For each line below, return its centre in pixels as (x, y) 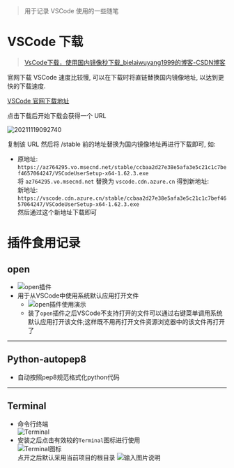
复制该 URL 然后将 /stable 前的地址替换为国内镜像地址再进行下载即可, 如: (111, 144)
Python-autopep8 (47, 359)
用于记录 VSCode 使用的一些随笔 (71, 11)
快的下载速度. (27, 86)
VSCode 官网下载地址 (38, 101)
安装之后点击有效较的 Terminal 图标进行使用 (79, 440)
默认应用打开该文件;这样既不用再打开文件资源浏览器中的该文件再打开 (126, 321)
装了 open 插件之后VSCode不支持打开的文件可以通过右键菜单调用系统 (125, 313)
